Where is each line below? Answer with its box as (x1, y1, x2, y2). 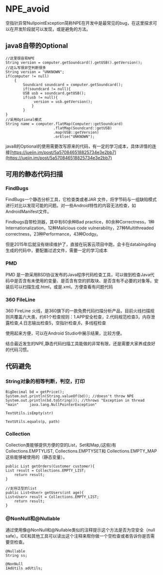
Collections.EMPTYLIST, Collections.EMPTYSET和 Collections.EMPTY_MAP (5, 448, 157, 454)
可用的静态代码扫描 (5, 170, 63, 178)
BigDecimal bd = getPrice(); (5, 389, 65, 394)
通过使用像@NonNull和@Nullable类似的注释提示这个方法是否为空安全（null (5, 527, 155, 533)
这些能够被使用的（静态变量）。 (5, 454, 67, 460)
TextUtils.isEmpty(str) (5, 410, 54, 416)
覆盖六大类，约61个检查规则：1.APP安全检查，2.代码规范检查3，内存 (14, 314, 151, 320)
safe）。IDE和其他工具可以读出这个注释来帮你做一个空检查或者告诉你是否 (5, 533, 151, 539)
